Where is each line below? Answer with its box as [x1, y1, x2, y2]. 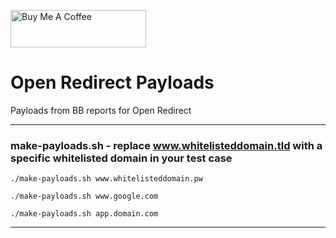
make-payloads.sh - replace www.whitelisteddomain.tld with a [10, 138, 323, 152]
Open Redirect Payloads [10, 71, 215, 94]
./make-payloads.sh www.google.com [10, 191, 159, 202]
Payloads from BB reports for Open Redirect [10, 104, 192, 116]
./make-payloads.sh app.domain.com [10, 209, 159, 219]
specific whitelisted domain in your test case [10, 151, 233, 165]
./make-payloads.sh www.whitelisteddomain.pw [10, 174, 203, 184]
